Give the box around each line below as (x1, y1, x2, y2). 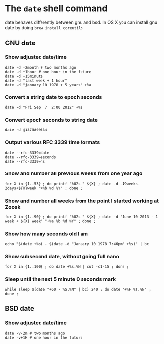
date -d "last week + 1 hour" (5, 78, 68, 83)
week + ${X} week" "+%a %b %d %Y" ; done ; (5, 219, 96, 224)
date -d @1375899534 (5, 128, 48, 132)
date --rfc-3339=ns (5, 159, 45, 164)
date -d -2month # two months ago (5, 65, 77, 70)
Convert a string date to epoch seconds (5, 93, 102, 100)
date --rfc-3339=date (5, 150, 50, 155)
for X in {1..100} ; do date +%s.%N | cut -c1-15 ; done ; (5, 264, 129, 269)
